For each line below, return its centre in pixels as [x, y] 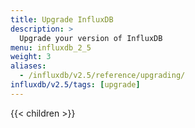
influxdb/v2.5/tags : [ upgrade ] [75, 85]
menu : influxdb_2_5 [51, 47]
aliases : [28, 66]
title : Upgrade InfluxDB [62, 19]
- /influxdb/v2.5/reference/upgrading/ [102, 76]
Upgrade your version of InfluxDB [91, 38]
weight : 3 [31, 57]
